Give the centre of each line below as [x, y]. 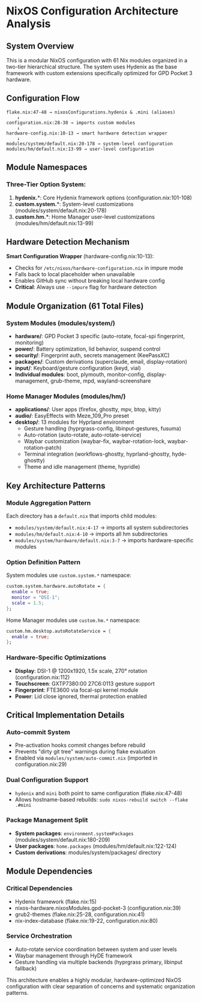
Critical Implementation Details [65, 715]
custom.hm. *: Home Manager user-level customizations [85, 217]
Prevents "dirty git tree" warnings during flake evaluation [85, 752]
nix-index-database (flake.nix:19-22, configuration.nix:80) [86, 920]
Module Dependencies [49, 871]
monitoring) [29, 343]
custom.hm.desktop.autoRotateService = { [59, 631]
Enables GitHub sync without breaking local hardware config [90, 281]
